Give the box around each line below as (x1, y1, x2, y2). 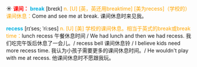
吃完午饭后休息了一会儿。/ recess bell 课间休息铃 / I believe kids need (11, 40, 181, 46)
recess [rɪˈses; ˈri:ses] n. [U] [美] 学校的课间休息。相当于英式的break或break (6, 25, 191, 32)
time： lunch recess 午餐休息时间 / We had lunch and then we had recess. (6, 32, 185, 39)
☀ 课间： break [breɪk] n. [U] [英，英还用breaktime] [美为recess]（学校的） (6, 5, 191, 12)
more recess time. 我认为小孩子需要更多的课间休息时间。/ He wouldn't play (6, 47, 189, 54)
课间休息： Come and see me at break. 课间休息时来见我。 (6, 12, 147, 19)
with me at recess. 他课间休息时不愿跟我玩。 (6, 55, 114, 61)
